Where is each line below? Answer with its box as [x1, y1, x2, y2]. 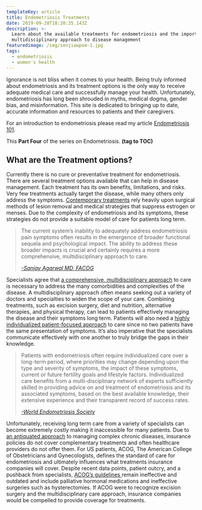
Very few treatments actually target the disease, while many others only [6, 190, 184, 197]
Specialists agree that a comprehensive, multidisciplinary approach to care [6, 276, 191, 284]
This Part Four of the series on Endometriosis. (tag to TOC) [6, 137, 153, 145]
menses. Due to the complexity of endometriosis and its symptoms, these [6, 209, 189, 217]
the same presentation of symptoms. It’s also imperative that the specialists [6, 328, 193, 335]
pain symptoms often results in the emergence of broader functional [20, 234, 191, 241]
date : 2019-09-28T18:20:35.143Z [6, 20, 87, 26]
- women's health [11, 59, 55, 65]
